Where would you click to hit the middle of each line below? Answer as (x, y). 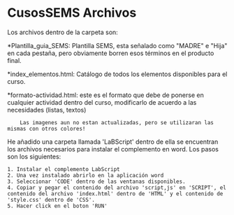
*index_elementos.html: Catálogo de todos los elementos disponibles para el (117, 74)
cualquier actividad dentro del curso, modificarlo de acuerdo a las (102, 102)
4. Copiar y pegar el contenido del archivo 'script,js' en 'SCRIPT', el (117, 187)
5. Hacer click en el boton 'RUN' (58, 206)
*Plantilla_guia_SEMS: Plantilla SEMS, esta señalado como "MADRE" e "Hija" (117, 45)
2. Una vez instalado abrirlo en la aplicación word (86, 175)
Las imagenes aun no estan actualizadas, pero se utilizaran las (117, 123)
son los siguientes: (34, 156)
